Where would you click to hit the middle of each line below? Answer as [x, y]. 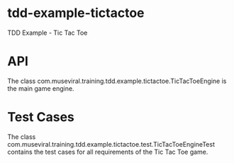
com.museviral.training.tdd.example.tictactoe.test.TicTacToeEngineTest [111, 144]
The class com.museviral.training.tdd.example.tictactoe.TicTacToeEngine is [117, 81]
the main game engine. [41, 88]
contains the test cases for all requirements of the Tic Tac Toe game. [108, 152]
